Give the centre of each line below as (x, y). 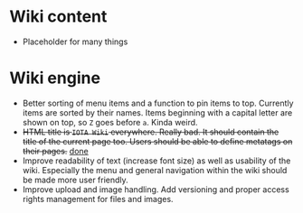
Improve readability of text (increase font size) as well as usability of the (156, 161)
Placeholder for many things (75, 42)
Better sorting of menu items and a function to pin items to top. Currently (158, 103)
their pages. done (55, 151)
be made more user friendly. (75, 180)
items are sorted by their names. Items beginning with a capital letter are (157, 112)
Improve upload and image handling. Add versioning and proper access (156, 189)
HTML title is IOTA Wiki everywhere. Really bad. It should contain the (151, 132)
